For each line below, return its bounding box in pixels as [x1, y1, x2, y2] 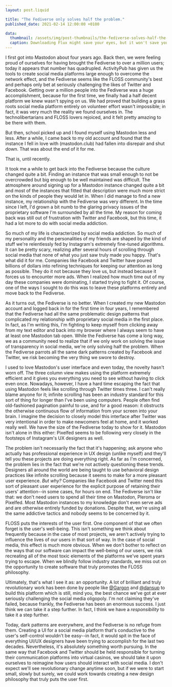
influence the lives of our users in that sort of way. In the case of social [5, 536, 155, 543]
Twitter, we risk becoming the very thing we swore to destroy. [5, 355, 136, 360]
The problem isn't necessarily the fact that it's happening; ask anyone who [5, 445, 163, 451]
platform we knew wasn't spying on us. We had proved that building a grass [5, 98, 165, 104]
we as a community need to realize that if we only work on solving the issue [5, 338, 165, 344]
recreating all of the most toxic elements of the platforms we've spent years [5, 553, 165, 559]
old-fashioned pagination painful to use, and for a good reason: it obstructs [5, 403, 164, 408]
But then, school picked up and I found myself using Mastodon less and [5, 130, 157, 136]
